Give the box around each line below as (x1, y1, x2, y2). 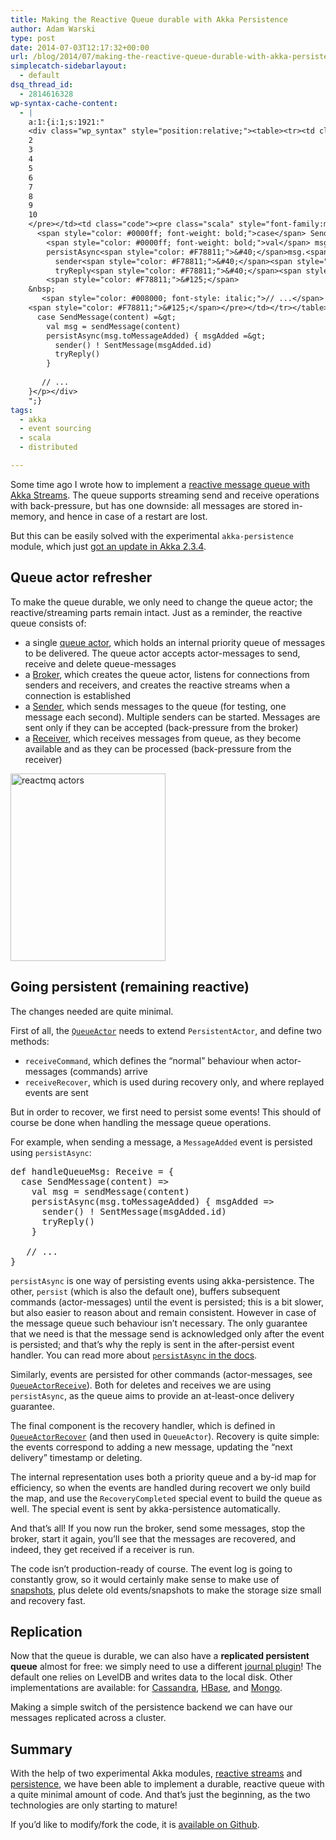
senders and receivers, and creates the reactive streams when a (24, 679, 291, 691)
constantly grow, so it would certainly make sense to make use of (10, 1573, 280, 1585)
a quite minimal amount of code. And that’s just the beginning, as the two (10, 1789, 311, 1801)
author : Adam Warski (10, 24, 97, 34)
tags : (10, 405, 33, 415)
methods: (10, 1035, 50, 1047)
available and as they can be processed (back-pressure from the (24, 742, 292, 755)
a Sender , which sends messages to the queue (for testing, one (24, 700, 287, 712)
